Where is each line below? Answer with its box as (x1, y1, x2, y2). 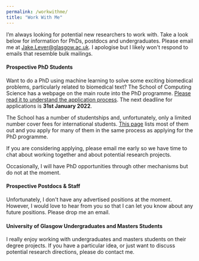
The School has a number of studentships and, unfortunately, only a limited (6, 114, 191, 121)
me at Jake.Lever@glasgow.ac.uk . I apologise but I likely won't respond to (6, 43, 188, 51)
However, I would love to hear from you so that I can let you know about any (6, 202, 193, 210)
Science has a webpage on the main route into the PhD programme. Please (6, 89, 191, 96)
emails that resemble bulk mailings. (6, 50, 93, 57)
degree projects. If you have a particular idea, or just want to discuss (6, 242, 175, 249)
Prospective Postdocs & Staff (6, 183, 81, 190)
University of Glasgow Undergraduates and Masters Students (6, 222, 163, 229)
